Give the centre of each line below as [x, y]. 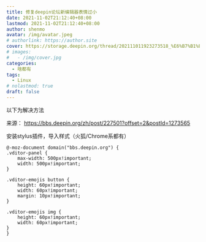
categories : [21, 63]
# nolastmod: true [30, 86]
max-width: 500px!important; [55, 158]
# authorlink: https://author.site [52, 40]
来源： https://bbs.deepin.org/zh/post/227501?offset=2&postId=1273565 [98, 123]
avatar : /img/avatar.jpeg [39, 35]
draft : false [23, 92]
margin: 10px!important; [49, 196]
